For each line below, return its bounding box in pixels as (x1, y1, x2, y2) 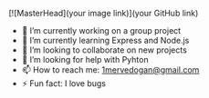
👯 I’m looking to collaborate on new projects (21, 44, 188, 55)
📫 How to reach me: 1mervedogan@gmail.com (21, 64, 200, 75)
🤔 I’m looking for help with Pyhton (21, 54, 149, 64)
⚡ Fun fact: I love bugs (21, 78, 107, 89)
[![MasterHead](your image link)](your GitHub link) (8, 8, 199, 18)
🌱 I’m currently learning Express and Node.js (21, 35, 190, 45)
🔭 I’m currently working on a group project (21, 25, 182, 35)
